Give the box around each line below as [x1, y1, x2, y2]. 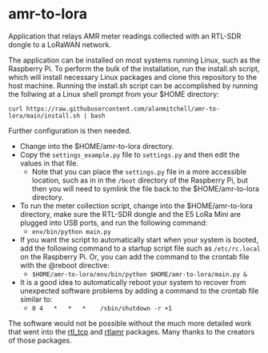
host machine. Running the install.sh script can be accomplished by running [8, 81, 258, 90]
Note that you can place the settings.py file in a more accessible [31, 166, 246, 176]
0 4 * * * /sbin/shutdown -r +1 [31, 304, 172, 312]
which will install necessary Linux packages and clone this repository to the [8, 72, 258, 82]
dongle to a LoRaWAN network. [8, 39, 112, 49]
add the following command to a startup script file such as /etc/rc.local [19, 243, 261, 253]
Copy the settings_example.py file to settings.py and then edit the [19, 150, 240, 159]
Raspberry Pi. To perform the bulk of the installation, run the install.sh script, [8, 63, 260, 73]
